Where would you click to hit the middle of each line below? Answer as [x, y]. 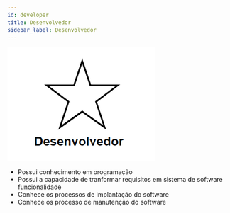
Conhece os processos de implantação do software [93, 195]
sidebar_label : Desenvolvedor [52, 30]
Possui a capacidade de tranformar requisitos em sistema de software [120, 180]
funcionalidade [39, 187]
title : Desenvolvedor [39, 22]
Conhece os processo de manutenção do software [92, 202]
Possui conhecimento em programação [75, 172]
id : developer [28, 15]
